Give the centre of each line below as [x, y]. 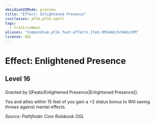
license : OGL [18, 37]
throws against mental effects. [35, 107]
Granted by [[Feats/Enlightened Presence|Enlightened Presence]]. [72, 92]
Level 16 [18, 79]
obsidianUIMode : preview [30, 10]
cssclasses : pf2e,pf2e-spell [35, 19]
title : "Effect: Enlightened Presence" [46, 14]
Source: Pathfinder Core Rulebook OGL [45, 116]
